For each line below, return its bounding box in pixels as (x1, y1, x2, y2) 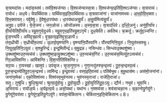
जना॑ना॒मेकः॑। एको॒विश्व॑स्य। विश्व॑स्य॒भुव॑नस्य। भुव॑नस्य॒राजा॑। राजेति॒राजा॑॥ (5, 74, 120, 80)
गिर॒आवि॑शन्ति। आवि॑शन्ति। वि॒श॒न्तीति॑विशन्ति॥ (5, 57, 78, 63)
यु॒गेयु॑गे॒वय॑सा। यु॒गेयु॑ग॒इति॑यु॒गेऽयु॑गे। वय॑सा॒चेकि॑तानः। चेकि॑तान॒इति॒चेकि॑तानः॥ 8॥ (5, 91, 129, 97)
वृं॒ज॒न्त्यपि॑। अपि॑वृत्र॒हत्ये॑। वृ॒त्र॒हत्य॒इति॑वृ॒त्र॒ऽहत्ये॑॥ (5, 34, 78, 39)
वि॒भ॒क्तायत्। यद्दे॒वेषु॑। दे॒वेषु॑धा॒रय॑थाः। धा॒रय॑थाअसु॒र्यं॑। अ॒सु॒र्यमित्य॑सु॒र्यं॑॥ (5, 16, 112, 23)
